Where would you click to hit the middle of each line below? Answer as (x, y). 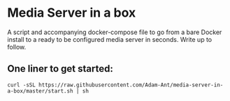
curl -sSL (22, 85)
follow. (17, 47)
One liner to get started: (60, 69)
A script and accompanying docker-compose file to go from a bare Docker (115, 32)
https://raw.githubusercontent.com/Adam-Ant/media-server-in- (131, 85)
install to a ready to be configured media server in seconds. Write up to (109, 39)
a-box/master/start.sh (40, 91)
